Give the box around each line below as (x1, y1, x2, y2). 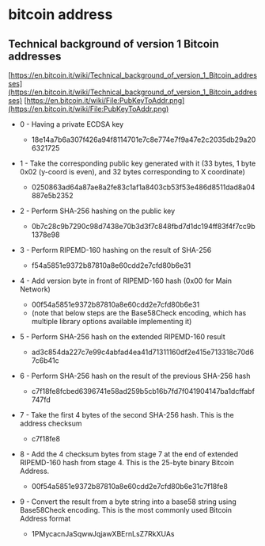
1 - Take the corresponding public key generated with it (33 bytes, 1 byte (19, 158, 256, 168)
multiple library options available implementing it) (31, 317, 192, 326)
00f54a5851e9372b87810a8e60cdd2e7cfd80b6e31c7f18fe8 (31, 482, 228, 491)
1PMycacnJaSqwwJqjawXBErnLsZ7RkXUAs (31, 529, 175, 538)
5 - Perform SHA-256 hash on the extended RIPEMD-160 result (19, 332, 225, 342)
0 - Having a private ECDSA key (19, 120, 124, 128)
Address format (19, 514, 71, 523)
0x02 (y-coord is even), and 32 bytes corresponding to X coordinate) (19, 167, 245, 176)
